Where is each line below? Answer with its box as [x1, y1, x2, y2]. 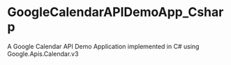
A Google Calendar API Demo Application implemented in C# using [7, 42, 200, 50]
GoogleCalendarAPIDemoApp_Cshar [7, 4, 224, 20]
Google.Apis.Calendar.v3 [7, 50, 79, 58]
